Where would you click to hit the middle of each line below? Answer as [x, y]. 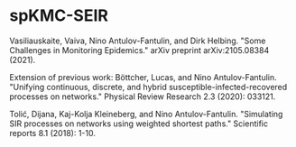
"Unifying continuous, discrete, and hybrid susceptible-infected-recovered [148, 87]
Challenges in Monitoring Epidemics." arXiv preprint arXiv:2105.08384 [139, 50]
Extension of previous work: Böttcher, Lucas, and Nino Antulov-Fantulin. [143, 77]
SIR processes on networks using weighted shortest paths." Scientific [139, 124]
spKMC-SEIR [59, 16]
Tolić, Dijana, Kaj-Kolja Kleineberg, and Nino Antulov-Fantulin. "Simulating [146, 114]
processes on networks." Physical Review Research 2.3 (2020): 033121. [143, 96]
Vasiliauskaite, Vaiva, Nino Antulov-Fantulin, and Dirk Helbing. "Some [138, 41]
